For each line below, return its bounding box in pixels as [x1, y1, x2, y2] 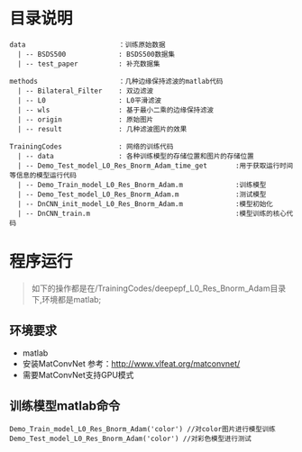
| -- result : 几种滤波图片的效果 [17, 124, 188, 133]
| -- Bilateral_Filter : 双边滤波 [17, 86, 154, 95]
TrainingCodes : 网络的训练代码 [9, 141, 174, 151]
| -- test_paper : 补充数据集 [17, 59, 160, 68]
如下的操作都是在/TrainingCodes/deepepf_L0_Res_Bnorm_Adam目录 [31, 283, 287, 294]
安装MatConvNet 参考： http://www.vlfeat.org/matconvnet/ [22, 357, 241, 369]
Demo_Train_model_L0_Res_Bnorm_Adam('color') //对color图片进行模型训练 [9, 424, 277, 433]
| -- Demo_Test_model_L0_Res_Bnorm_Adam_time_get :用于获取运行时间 [17, 161, 294, 170]
